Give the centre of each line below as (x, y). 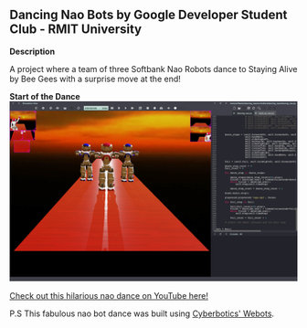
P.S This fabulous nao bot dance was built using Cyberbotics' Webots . (142, 313)
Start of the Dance (45, 96)
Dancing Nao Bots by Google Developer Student (148, 15)
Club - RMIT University (76, 30)
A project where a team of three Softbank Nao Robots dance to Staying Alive (153, 69)
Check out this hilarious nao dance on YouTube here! (109, 295)
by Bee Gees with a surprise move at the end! (95, 79)
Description (32, 51)
